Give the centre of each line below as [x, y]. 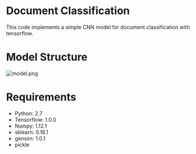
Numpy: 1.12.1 [31, 126]
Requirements [41, 97]
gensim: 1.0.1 [30, 138]
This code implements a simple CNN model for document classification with [98, 27]
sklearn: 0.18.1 [31, 132]
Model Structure [47, 57]
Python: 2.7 [29, 113]
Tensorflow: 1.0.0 [35, 119]
